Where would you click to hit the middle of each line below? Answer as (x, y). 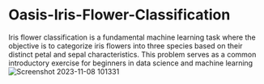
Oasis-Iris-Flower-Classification (119, 15)
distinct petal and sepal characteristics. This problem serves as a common (132, 54)
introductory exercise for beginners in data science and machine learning (131, 63)
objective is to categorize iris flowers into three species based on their (126, 45)
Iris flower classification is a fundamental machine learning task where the (132, 37)
